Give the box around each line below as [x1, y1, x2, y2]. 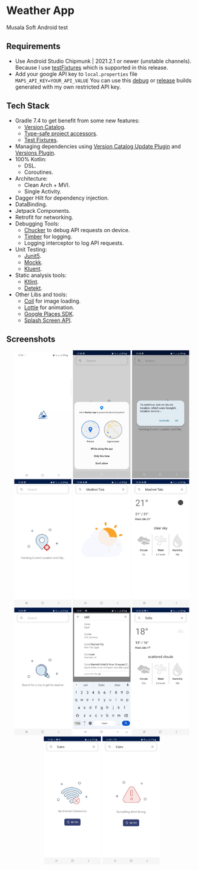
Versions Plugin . [15, 149, 56, 156]
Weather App [6, 4, 74, 18]
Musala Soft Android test [6, 24, 68, 31]
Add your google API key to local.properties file [15, 70, 138, 78]
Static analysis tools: [15, 271, 67, 279]
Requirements [6, 41, 61, 52]
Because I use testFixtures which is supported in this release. [15, 64, 168, 71]
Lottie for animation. [24, 304, 74, 311]
